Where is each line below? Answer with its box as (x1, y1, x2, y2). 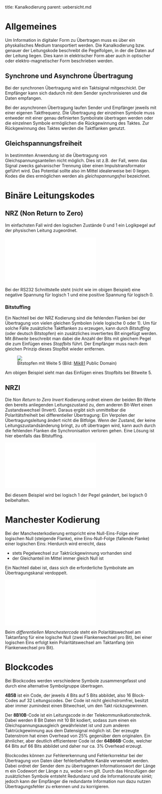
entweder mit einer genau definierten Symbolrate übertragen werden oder (5, 115, 154, 121)
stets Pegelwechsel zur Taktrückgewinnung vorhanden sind (12, 550, 132, 556)
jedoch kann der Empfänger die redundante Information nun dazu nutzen (5, 778, 151, 784)
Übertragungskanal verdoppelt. (5, 570, 68, 576)
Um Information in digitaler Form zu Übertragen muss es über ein (5, 37, 135, 43)
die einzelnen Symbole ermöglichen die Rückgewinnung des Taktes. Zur (5, 120, 149, 126)
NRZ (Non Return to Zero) (5, 209, 83, 218)
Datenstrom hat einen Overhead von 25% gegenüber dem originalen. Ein (5, 733, 151, 739)
